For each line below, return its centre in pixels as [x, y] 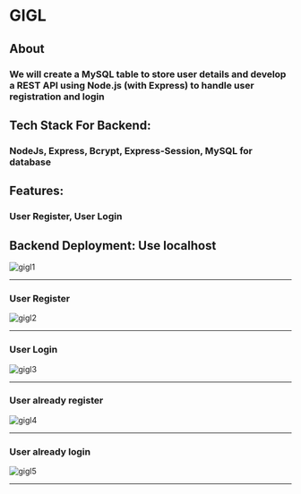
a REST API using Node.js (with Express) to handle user [132, 85]
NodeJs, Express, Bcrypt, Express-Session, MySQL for [131, 150]
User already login [50, 451]
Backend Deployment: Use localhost [113, 246]
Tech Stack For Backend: [80, 125]
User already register [56, 401]
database [30, 162]
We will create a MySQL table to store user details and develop [148, 74]
